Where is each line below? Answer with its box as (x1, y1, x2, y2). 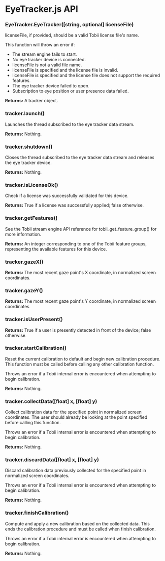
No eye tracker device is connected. (12, 57, 86, 63)
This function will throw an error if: (5, 42, 75, 48)
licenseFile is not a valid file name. (12, 62, 82, 68)
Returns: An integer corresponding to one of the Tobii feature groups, (5, 240, 147, 246)
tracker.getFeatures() (5, 215, 58, 222)
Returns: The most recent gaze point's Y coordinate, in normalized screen (5, 298, 156, 304)
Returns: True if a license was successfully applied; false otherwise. (5, 202, 144, 208)
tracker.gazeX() (5, 258, 44, 265)
